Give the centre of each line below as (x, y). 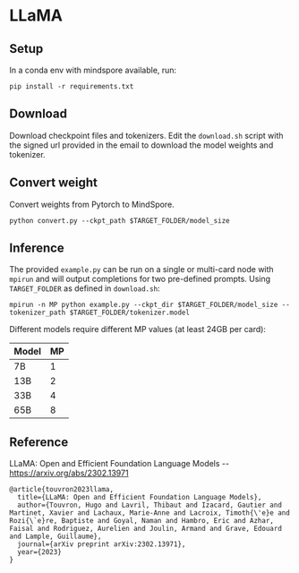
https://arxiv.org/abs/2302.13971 (69, 473)
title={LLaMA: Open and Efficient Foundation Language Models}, (140, 498)
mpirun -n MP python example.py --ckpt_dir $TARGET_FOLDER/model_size (144, 305)
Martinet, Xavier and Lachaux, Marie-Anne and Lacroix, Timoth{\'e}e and (150, 513)
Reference (39, 442)
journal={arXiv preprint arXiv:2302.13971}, (102, 544)
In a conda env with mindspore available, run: (93, 70)
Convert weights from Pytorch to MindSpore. (92, 204)
